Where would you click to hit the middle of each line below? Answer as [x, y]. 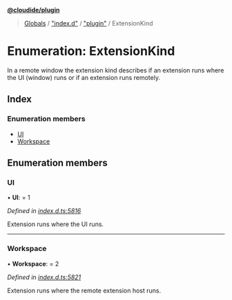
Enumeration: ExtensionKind [91, 51]
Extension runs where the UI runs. [56, 224]
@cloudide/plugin [33, 10]
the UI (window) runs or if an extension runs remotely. [84, 77]
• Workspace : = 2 [33, 263]
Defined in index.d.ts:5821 [44, 277]
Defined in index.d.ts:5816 [44, 211]
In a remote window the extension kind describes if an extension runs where [116, 70]
